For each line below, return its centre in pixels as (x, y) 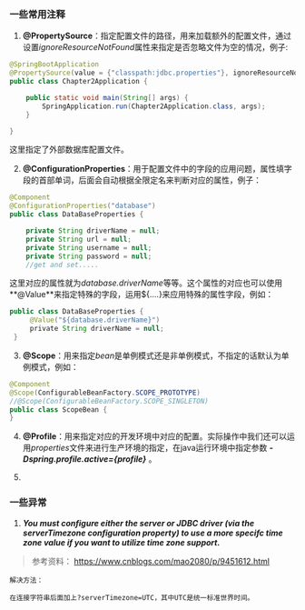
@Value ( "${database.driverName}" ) (95, 320)
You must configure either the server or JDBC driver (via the (138, 523)
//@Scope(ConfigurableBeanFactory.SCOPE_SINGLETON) (109, 401)
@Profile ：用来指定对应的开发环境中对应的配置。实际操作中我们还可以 (155, 436)
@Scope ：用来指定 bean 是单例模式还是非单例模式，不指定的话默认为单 (156, 355)
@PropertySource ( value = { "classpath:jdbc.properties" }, (119, 73)
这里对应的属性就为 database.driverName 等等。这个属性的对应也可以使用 (146, 283)
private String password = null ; (89, 256)
